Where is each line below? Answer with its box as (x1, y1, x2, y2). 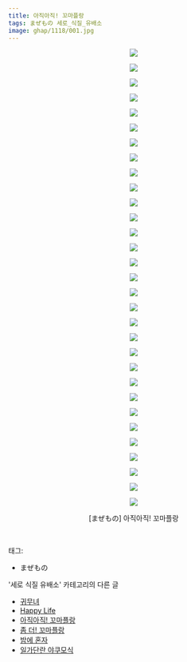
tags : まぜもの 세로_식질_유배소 (8, 19, 103, 27)
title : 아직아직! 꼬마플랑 (8, 11, 84, 20)
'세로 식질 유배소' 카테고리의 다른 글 (8, 580, 119, 589)
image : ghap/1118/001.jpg (8, 26, 94, 34)
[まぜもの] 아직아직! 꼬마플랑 (88, 513, 179, 523)
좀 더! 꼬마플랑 (19, 625, 65, 635)
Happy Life (19, 606, 56, 616)
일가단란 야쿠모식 (19, 645, 74, 655)
